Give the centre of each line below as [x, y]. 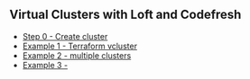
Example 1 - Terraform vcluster [80, 46]
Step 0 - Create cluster [65, 36]
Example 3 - [45, 65]
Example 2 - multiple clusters [77, 55]
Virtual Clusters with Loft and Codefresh [125, 15]
